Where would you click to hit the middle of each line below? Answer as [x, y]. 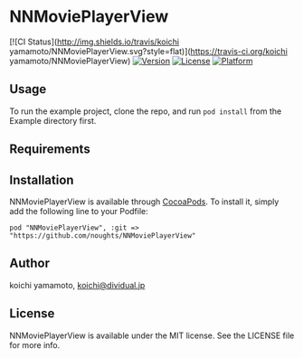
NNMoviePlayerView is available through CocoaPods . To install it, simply [144, 202]
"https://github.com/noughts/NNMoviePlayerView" [103, 236]
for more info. [35, 344]
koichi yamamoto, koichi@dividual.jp [77, 285]
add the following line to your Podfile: [79, 211]
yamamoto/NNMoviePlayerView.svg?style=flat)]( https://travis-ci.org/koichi [148, 51]
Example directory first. [53, 120]
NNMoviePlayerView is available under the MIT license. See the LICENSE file [152, 335]
